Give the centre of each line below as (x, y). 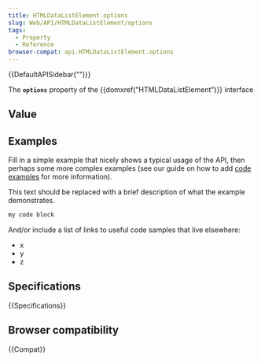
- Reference (35, 45)
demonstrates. (31, 201)
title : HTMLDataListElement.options (68, 15)
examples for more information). (60, 177)
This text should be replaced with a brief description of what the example (127, 192)
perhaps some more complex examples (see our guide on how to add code (130, 168)
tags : (17, 30)
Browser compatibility (64, 330)
